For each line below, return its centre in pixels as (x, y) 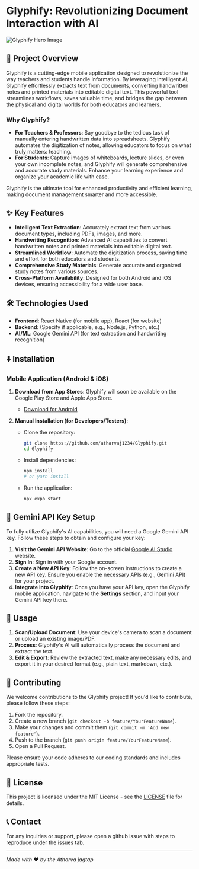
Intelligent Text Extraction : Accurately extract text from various (92, 227)
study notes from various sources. (57, 271)
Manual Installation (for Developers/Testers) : (71, 421)
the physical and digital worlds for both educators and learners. (84, 104)
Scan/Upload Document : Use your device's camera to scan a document (103, 632)
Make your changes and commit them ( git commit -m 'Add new (92, 727)
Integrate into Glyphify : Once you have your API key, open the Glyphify (102, 587)
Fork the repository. (39, 715)
